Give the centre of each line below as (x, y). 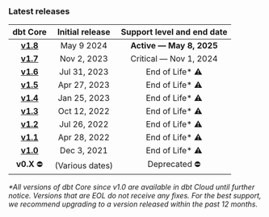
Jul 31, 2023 (84, 72)
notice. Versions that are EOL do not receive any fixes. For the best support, (135, 196)
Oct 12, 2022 (84, 111)
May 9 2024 (84, 46)
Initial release (84, 32)
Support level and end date (174, 32)
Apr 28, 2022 (84, 137)
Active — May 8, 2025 (174, 46)
